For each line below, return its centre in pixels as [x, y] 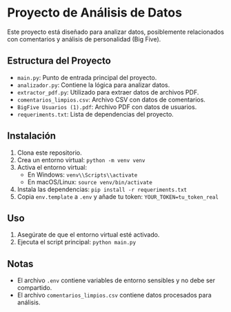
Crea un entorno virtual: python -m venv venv [81, 159]
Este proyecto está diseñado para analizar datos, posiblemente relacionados [115, 32]
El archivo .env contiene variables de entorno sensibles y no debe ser [116, 280]
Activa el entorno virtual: [52, 167]
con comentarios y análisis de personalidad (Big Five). [84, 39]
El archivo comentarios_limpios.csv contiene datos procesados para [114, 295]
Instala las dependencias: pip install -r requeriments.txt [102, 189]
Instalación [32, 136]
